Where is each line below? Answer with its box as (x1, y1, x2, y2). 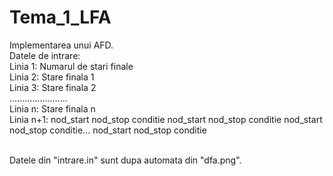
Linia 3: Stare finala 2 (9, 81, 97, 93)
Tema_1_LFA (9, 6, 112, 29)
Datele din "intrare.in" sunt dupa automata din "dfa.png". (9, 154, 242, 166)
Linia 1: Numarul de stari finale (9, 60, 134, 72)
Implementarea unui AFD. (9, 39, 114, 51)
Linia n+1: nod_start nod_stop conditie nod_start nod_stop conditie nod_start (9, 113, 323, 125)
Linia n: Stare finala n (9, 102, 96, 115)
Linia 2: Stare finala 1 (9, 71, 95, 83)
